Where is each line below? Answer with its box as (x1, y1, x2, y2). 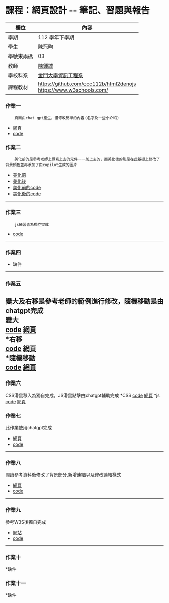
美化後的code (12, 190, 41, 197)
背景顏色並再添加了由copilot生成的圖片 (5, 162, 77, 167)
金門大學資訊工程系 (38, 72, 84, 79)
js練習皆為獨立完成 (14, 222, 49, 227)
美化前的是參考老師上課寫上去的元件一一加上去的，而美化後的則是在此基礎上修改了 (14, 157, 160, 162)
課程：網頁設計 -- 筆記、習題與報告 (5, 5, 150, 16)
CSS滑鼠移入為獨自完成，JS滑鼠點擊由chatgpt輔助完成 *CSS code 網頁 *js (5, 392, 160, 398)
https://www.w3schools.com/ (38, 86, 108, 93)
